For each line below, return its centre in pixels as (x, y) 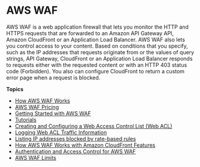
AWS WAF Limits (36, 157)
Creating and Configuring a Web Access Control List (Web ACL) (93, 126)
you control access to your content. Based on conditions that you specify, (97, 46)
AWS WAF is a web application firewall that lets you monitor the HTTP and (97, 27)
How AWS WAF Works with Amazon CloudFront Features (85, 145)
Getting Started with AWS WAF (53, 113)
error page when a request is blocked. (53, 78)
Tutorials (26, 119)
